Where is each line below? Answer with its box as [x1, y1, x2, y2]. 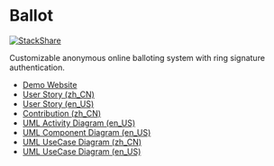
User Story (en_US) [22, 98, 95, 109]
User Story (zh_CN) [22, 89, 95, 100]
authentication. [9, 62, 66, 73]
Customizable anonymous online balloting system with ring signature [9, 52, 266, 63]
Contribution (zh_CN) [22, 108, 102, 118]
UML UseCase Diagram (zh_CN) [22, 136, 142, 147]
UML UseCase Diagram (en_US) [22, 145, 142, 157]
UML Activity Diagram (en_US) [22, 118, 136, 128]
